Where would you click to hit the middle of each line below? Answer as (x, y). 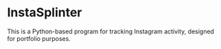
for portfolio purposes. (39, 38)
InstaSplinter (45, 13)
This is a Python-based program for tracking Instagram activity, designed (111, 31)
